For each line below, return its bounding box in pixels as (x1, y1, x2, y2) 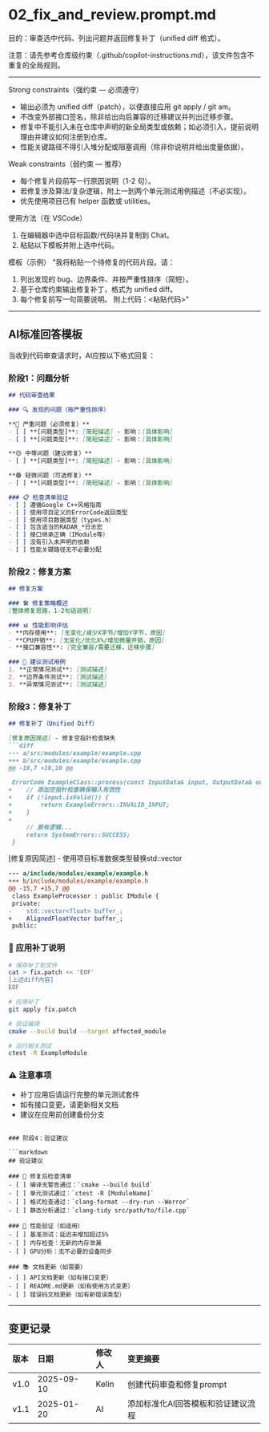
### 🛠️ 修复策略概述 (8, 599, 68, 607)
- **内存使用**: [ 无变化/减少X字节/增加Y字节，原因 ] (8, 628, 167, 637)
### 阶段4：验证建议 (8, 1134, 69, 1142)
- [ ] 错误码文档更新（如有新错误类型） (8, 1290, 126, 1299)
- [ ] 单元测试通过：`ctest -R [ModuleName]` (8, 1189, 155, 1197)
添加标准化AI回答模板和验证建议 (126, 1398, 248, 1410)
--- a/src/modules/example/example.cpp (8, 748, 142, 757)
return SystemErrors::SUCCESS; (26, 830, 130, 839)
